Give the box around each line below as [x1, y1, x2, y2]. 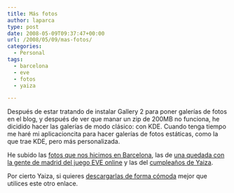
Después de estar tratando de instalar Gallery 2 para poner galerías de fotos [7, 107, 228, 116]
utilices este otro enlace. [7, 180, 78, 188]
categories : [7, 43, 42, 50]
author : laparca [7, 17, 55, 24]
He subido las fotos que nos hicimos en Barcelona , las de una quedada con [7, 151, 225, 159]
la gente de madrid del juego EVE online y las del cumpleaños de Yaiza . [7, 159, 214, 167]
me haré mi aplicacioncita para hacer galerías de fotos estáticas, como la [7, 130, 219, 138]
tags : [7, 56, 23, 63]
